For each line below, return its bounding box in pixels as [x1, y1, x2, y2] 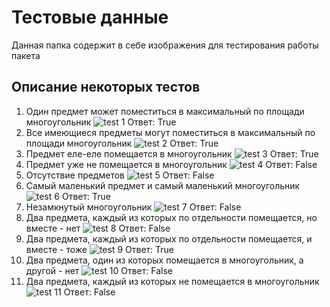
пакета [11, 49, 41, 61]
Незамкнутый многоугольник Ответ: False [25, 201, 242, 213]
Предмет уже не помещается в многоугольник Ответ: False [25, 158, 318, 170]
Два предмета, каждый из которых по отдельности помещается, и [25, 232, 313, 245]
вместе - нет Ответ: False [25, 222, 171, 234]
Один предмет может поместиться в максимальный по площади [25, 105, 305, 117]
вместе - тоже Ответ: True [25, 243, 175, 255]
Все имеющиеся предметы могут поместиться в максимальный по [25, 126, 316, 138]
